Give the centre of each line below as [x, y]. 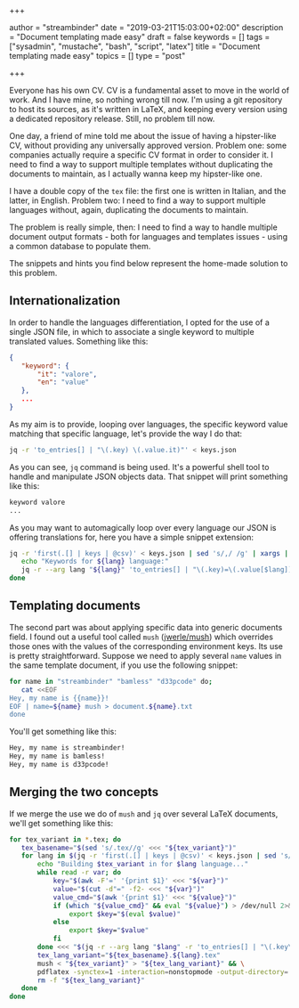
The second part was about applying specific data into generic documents [146, 627]
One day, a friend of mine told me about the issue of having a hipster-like [143, 136]
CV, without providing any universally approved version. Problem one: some [148, 145]
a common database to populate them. [80, 246]
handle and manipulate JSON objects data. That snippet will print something [149, 476]
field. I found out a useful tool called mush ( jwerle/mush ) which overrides [141, 637]
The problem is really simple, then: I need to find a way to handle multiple [143, 227]
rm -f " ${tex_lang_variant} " [91, 980]
